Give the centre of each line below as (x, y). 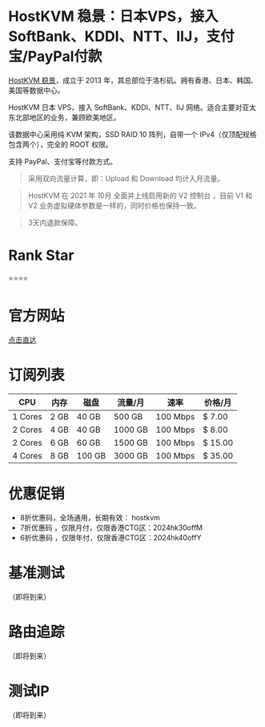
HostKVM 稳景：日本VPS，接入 (113, 16)
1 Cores (27, 416)
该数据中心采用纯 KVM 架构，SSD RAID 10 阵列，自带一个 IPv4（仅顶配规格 (133, 134)
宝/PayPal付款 (55, 57)
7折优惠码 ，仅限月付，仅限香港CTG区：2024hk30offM (111, 527)
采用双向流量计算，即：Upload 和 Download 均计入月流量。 (126, 178)
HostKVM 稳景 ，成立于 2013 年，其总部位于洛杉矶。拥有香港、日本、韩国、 (133, 80)
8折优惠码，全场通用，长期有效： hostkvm (90, 517)
